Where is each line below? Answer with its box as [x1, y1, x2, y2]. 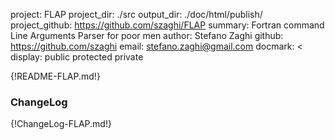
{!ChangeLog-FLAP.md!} [10, 118, 112, 130]
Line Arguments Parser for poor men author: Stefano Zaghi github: [10, 30, 284, 41]
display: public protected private [10, 51, 144, 63]
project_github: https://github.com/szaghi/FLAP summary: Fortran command [10, 19, 325, 31]
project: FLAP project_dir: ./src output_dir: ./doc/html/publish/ [10, 9, 263, 20]
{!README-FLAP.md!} [10, 70, 101, 82]
